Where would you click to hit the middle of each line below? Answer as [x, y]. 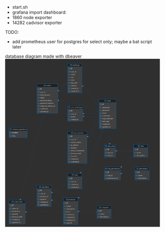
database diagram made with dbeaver [43, 56]
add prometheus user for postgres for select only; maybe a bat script [82, 42]
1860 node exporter [32, 17]
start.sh [20, 7]
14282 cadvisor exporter [37, 23]
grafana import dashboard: [39, 12]
